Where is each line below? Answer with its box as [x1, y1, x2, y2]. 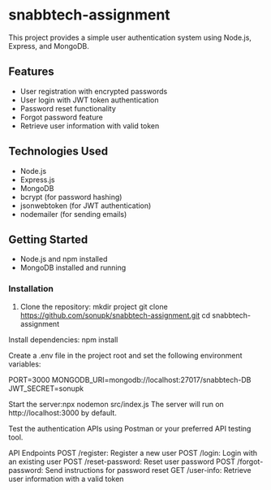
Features [8, 65, 54, 79]
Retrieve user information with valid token [19, 120, 160, 131]
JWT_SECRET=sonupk [8, 384, 84, 393]
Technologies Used [8, 145, 108, 158]
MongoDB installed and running [19, 262, 127, 273]
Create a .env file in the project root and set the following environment [8, 350, 243, 360]
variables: [8, 359, 41, 369]
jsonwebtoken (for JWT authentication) [19, 201, 152, 210]
